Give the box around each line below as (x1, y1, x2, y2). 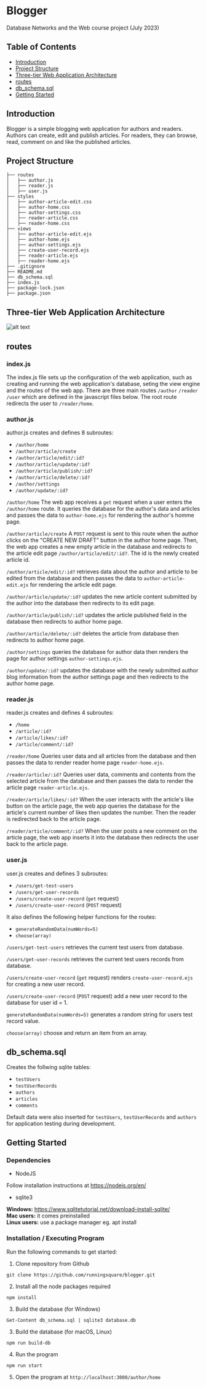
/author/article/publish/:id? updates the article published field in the (6, 611, 188, 619)
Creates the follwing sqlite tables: (6, 1063, 91, 1071)
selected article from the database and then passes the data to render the (6, 777, 194, 785)
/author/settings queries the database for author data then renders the (6, 648, 189, 656)
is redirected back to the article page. (6, 815, 101, 823)
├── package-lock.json (6, 285, 65, 291)
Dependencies (6, 1156, 51, 1165)
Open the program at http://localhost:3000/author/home (15, 1373, 161, 1380)
